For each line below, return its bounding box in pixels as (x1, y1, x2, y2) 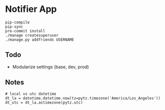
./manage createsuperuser (5, 33, 58, 38)
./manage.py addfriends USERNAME (5, 37, 74, 42)
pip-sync (5, 24, 23, 29)
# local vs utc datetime (5, 91, 56, 96)
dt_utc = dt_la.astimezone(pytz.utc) (5, 100, 83, 105)
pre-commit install (5, 28, 46, 33)
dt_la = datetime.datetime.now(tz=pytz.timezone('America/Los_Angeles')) (5, 96, 161, 101)
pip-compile (5, 20, 30, 25)
